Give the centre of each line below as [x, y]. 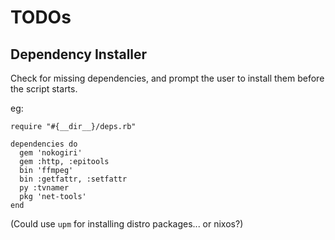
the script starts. [44, 89]
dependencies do [44, 144]
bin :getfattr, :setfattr [73, 179]
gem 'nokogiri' [51, 153]
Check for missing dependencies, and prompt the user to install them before [167, 78]
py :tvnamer [44, 188]
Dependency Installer [79, 54]
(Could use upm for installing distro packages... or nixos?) [127, 224]
